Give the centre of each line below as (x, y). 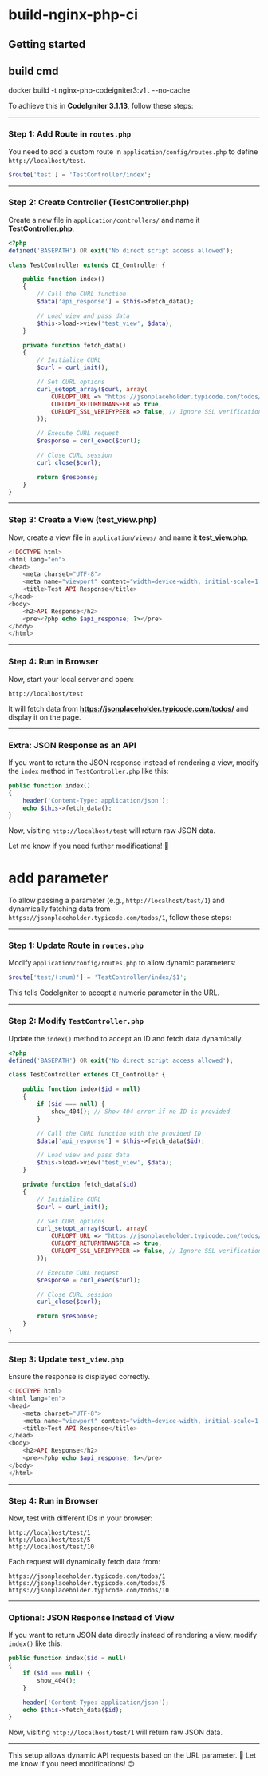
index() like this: (35, 1643)
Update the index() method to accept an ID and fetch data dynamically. (126, 1038)
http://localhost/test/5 (49, 1540)
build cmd (33, 71)
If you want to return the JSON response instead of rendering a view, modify (134, 762)
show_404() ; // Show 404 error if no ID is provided (140, 1112)
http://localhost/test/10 (51, 1547)
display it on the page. (45, 717)
